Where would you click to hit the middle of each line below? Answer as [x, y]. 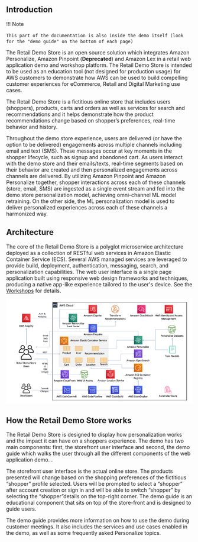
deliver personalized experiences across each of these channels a [87, 207]
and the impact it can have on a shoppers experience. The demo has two [95, 441]
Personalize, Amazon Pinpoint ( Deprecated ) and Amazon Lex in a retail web [98, 59]
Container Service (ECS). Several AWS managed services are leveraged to [97, 259]
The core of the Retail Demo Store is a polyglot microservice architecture [95, 246]
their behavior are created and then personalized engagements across [92, 170]
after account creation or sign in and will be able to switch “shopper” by [93, 490]
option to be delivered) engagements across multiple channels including [94, 144]
